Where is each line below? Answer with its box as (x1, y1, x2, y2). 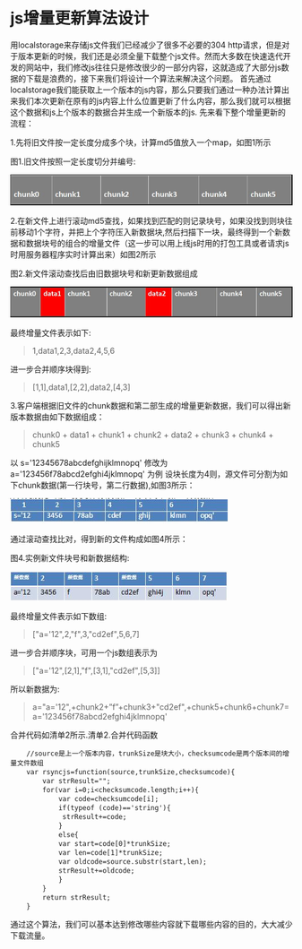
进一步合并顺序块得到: (10, 364, 92, 375)
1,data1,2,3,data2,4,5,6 (31, 346, 116, 357)
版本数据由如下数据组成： (10, 411, 105, 422)
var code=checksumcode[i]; (57, 795, 160, 804)
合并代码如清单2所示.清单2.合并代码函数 (10, 729, 159, 740)
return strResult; (42, 893, 111, 902)
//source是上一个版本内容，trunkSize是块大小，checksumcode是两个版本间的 (26, 749, 283, 758)
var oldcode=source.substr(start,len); (57, 858, 207, 867)
